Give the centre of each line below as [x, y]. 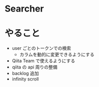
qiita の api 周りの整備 [35, 67]
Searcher [24, 9]
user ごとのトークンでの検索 [41, 48]
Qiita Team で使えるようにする [43, 61]
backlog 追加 [25, 73]
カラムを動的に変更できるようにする [57, 55]
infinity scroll [25, 79]
